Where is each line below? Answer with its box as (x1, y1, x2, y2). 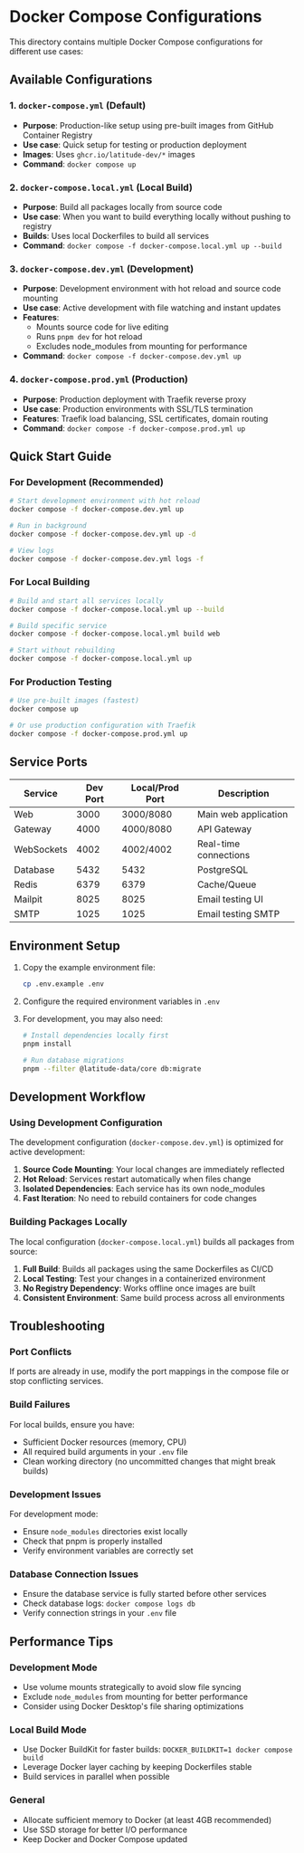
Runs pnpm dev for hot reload (35, 331, 143, 342)
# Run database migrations (22, 1056, 125, 1065)
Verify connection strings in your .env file (22, 1608, 177, 1619)
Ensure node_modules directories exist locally (22, 1526, 188, 1537)
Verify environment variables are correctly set (22, 1545, 194, 1556)
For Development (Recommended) (9, 475, 165, 488)
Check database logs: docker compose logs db (22, 1598, 196, 1609)
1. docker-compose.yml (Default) (9, 100, 147, 112)
